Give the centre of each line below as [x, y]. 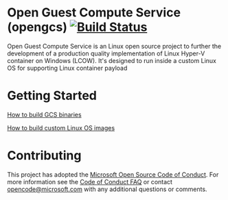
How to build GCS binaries [44, 114]
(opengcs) [37, 27]
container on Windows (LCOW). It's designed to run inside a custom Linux [112, 60]
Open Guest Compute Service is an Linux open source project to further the [114, 46]
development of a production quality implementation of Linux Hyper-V [106, 53]
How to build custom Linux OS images [61, 127]
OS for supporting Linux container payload [67, 68]
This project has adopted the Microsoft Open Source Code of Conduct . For [113, 174]
